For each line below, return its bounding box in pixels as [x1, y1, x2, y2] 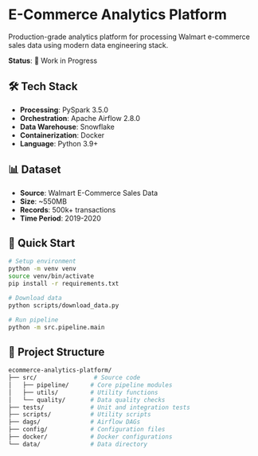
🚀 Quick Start [8, 236, 76, 250]
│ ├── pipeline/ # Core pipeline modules [8, 380, 173, 389]
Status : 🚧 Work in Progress [8, 56, 98, 65]
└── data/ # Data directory [8, 440, 148, 448]
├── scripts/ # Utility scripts [8, 411, 151, 419]
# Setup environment [8, 257, 77, 266]
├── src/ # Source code [8, 374, 141, 382]
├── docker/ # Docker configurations [8, 433, 173, 441]
